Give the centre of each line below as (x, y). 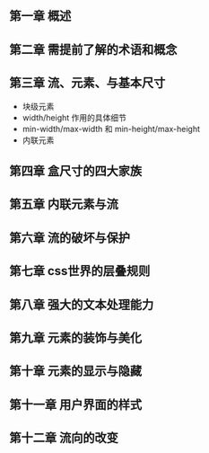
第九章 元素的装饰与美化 (75, 338)
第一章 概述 (40, 16)
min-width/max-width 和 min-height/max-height (111, 129)
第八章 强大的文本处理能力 (82, 304)
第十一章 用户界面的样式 (75, 404)
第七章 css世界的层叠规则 (80, 271)
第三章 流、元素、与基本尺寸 (87, 83)
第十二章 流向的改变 (64, 438)
